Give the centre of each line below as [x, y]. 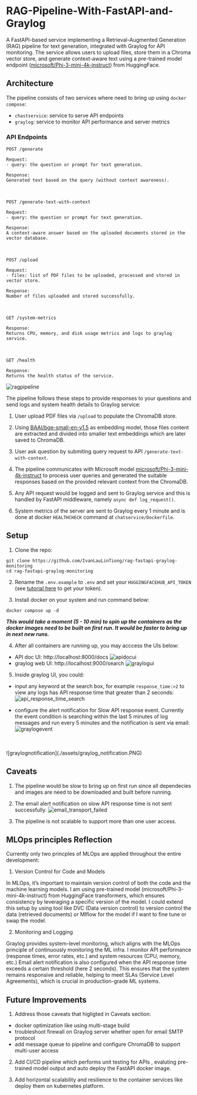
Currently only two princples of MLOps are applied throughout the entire [94, 854]
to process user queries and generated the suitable [105, 475]
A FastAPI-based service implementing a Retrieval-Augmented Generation [96, 40]
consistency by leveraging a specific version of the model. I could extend [95, 902]
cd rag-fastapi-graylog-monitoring [50, 571]
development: [23, 860]
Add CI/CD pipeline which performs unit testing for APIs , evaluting [95, 1062]
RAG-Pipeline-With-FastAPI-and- [90, 11]
